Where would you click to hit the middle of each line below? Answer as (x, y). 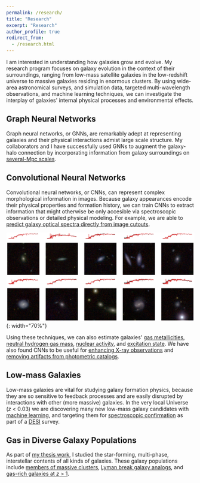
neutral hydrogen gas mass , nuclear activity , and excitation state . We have (98, 343)
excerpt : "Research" (32, 25)
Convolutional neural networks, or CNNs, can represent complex (86, 192)
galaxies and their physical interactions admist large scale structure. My (95, 140)
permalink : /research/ (34, 13)
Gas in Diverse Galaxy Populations (72, 440)
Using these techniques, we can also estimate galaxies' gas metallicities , (96, 337)
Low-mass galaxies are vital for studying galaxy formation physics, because (100, 390)
